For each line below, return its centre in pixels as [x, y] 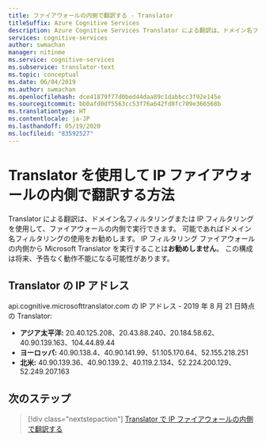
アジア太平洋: [42, 333]
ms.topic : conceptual [44, 75]
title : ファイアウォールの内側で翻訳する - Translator [91, 15]
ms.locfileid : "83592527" [51, 133]
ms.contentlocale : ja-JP [49, 119]
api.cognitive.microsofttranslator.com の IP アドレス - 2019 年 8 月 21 [120, 306]
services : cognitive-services [58, 38]
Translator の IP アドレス [69, 285]
